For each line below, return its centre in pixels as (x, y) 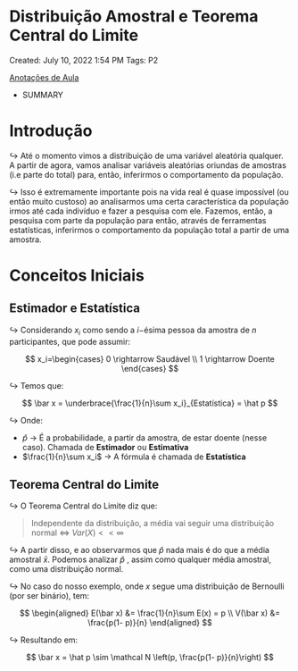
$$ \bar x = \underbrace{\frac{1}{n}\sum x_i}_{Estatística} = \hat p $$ (150, 403)
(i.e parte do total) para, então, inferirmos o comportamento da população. (146, 174)
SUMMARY (43, 95)
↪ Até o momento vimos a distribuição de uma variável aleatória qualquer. (146, 155)
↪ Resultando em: (44, 640)
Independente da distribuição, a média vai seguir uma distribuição (153, 524)
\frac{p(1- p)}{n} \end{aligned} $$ (150, 623)
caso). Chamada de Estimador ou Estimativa (105, 447)
